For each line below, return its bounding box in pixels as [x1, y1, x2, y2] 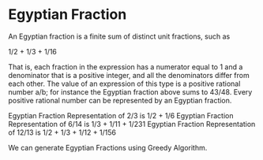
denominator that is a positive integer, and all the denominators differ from [8, 70, 250, 80]
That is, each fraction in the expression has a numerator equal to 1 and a [8, 61, 243, 72]
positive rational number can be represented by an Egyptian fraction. [8, 95, 232, 105]
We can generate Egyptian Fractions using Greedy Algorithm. [8, 143, 208, 152]
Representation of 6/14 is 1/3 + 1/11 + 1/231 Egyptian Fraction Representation [8, 119, 256, 128]
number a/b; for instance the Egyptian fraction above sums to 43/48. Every [8, 87, 253, 96]
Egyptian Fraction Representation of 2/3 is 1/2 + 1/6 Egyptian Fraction [8, 110, 234, 120]
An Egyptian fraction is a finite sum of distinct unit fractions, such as [8, 32, 231, 41]
